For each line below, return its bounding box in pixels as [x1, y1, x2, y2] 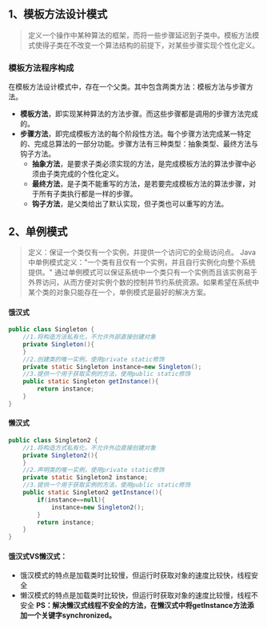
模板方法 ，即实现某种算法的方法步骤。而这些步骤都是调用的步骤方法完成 [19, 109, 258, 118]
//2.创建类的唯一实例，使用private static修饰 [22, 355, 165, 363]
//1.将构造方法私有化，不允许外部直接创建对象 [22, 333, 157, 341]
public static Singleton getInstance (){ [22, 378, 159, 386]
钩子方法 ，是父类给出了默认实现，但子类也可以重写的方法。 [31, 199, 229, 209]
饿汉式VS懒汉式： [8, 551, 68, 561]
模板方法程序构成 [8, 62, 74, 74]
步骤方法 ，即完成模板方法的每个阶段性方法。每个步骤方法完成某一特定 [19, 129, 252, 138]
